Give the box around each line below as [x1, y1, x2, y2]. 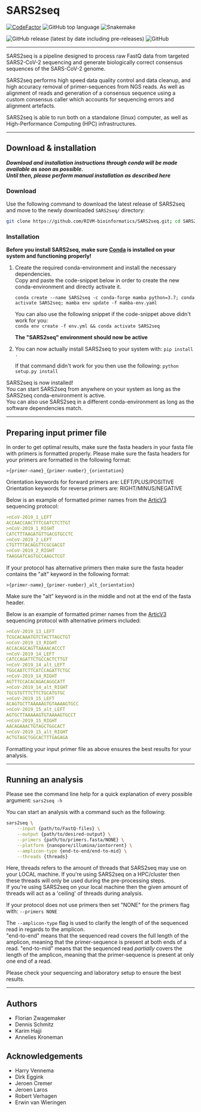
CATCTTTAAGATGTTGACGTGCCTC [6, 531, 74, 537]
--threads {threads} [17, 854, 68, 860]
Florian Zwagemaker [14, 1014, 66, 1022]
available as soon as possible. [6, 165, 84, 173]
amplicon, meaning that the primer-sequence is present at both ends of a [6, 939, 187, 946]
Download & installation [6, 143, 97, 153]
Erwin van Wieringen [14, 1099, 66, 1106]
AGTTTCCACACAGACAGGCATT [6, 679, 66, 685]
